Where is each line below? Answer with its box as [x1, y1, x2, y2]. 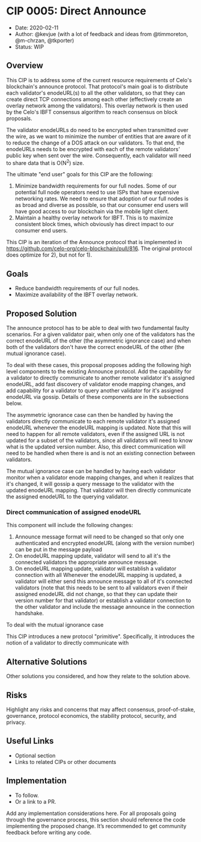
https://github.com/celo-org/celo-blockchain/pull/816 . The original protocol [6, 245, 193, 252]
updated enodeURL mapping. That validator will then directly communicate [6, 487, 191, 494]
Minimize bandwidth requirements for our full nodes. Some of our [14, 182, 177, 190]
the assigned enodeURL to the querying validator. [6, 493, 129, 500]
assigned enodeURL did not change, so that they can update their [14, 591, 178, 598]
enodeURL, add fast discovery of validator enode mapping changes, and [6, 381, 186, 388]
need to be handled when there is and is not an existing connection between [6, 450, 196, 457]
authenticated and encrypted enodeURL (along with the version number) [14, 540, 195, 547]
